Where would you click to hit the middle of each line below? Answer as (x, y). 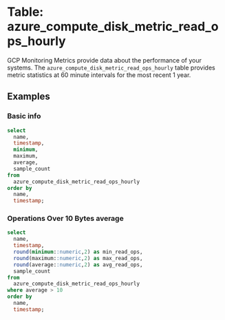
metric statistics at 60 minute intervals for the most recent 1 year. (99, 75)
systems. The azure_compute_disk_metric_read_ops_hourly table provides (111, 67)
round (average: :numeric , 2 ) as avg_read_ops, (78, 265)
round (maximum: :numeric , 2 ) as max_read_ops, (78, 258)
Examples (29, 97)
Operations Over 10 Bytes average (65, 219)
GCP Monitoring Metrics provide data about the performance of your (104, 60)
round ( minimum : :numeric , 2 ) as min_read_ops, (78, 252)
